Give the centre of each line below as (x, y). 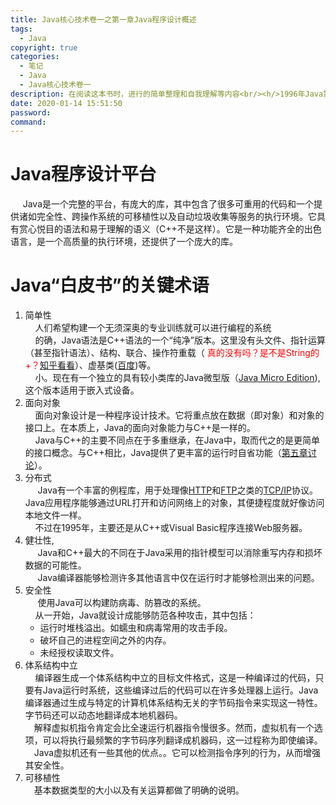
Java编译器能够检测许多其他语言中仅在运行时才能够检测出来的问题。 (178, 578)
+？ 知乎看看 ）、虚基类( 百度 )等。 (90, 365)
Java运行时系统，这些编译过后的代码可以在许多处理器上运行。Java (180, 690)
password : (31, 112)
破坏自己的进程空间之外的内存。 (105, 640)
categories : (35, 57)
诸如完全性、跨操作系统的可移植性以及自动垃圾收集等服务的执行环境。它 (167, 217)
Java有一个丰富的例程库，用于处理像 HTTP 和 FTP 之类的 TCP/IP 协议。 (178, 490)
